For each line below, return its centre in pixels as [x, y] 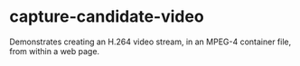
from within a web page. [55, 51]
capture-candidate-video [107, 17]
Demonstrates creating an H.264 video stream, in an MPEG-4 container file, [150, 42]
